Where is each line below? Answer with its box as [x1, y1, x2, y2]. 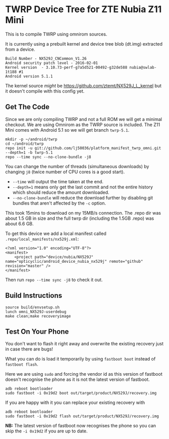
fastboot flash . [5, 361, 39, 368]
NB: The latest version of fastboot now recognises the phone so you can [5, 423, 156, 429]
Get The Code [5, 103, 49, 111]
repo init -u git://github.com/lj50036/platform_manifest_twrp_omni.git [5, 145, 161, 150]
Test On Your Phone [5, 327, 69, 336]
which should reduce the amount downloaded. [12, 189, 109, 195]
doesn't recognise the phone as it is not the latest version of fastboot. [5, 376, 150, 383]
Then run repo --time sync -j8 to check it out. [5, 276, 103, 283]
